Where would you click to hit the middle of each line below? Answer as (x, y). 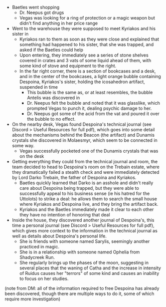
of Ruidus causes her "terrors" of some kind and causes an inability (89, 273)
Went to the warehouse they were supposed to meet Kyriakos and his (84, 29)
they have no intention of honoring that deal (65, 215)
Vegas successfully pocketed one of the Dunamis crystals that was (89, 151)
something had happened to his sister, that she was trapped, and (87, 44)
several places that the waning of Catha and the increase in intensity (90, 268)
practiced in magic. (39, 247)
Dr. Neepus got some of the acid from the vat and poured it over (93, 114)
